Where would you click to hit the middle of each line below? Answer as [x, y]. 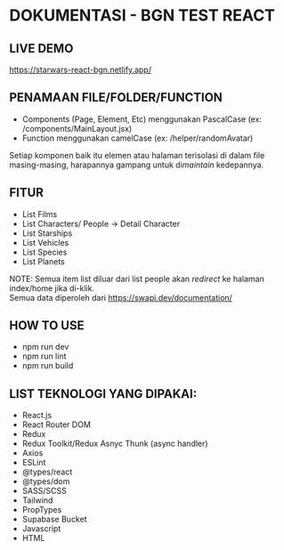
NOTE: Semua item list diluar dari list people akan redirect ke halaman [137, 279]
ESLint [34, 463]
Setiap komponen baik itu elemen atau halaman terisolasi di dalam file [137, 155]
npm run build [48, 366]
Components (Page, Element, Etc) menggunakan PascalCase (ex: [142, 119]
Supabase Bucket [54, 519]
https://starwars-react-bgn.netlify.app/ [80, 69]
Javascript [41, 529]
